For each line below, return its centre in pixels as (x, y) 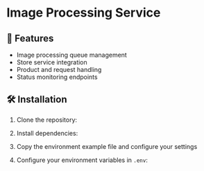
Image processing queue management (72, 55)
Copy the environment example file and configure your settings (107, 146)
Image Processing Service (84, 13)
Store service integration (52, 62)
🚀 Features (30, 38)
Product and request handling (59, 70)
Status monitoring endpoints (57, 77)
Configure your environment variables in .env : (82, 160)
